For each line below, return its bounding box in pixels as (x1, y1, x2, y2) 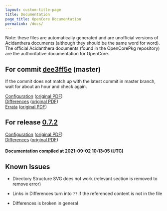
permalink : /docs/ (5, 21, 43, 26)
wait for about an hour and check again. (5, 84, 87, 90)
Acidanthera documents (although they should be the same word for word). (5, 40, 161, 46)
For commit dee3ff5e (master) (5, 65, 101, 74)
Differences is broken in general (12, 200, 78, 207)
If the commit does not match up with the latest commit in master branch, (5, 78, 156, 85)
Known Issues (5, 162, 50, 171)
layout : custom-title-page (5, 7, 61, 12)
